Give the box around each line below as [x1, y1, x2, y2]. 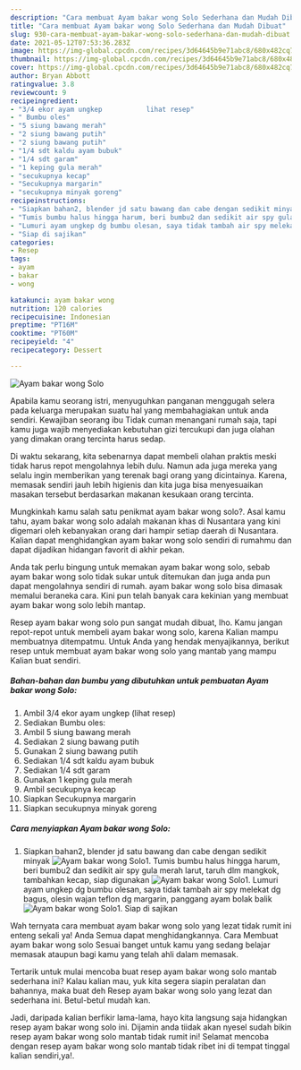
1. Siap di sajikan [116, 903, 178, 913]
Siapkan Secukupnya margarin [22, 793, 137, 804]
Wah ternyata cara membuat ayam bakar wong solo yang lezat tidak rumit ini [10, 920, 292, 931]
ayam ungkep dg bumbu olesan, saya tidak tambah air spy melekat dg [22, 884, 281, 895]
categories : [10, 238, 54, 247]
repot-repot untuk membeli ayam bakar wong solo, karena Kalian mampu [10, 626, 279, 637]
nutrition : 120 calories [10, 304, 103, 313]
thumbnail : [10, 55, 51, 64]
